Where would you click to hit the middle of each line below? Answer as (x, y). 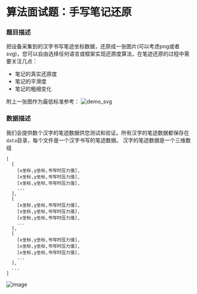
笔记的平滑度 (30, 82)
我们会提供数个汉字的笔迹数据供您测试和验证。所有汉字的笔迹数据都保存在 (98, 132)
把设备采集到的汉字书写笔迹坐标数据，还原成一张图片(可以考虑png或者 (93, 47)
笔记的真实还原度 (36, 74)
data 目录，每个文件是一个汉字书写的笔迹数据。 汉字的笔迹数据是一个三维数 (98, 140)
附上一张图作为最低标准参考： (43, 101)
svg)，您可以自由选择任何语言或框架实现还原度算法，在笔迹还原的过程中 (95, 54)
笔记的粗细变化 (33, 89)
